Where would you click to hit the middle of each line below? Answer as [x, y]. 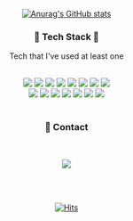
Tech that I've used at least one [66, 56]
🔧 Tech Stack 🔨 [66, 37]
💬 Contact [66, 127]
